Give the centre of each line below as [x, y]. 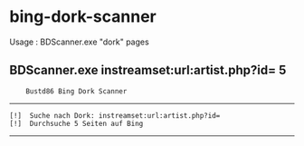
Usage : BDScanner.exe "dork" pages [79, 42]
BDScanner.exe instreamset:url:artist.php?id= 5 [148, 70]
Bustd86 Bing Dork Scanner [76, 91]
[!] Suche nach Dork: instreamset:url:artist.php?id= [115, 115]
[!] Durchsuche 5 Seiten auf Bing [76, 123]
